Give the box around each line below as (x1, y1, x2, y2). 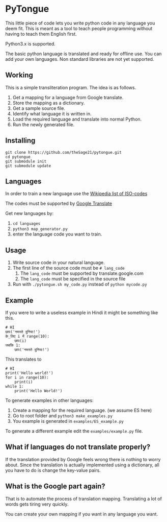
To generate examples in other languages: (5, 397, 94, 404)
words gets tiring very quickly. (5, 501, 69, 507)
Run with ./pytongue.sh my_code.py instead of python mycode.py (12, 281, 147, 288)
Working (5, 71, 33, 80)
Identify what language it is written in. (12, 110, 92, 116)
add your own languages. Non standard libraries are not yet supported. (5, 56, 154, 62)
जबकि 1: (5, 343, 21, 348)
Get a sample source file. (12, 105, 65, 111)
